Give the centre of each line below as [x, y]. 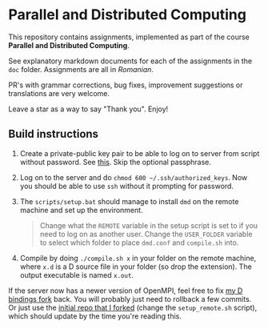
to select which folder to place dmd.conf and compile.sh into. [139, 243]
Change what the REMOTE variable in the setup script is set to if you [149, 225]
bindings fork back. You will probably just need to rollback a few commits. [130, 299]
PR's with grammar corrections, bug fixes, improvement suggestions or [126, 85]
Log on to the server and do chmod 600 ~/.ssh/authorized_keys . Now [134, 177]
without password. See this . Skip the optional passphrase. [116, 162]
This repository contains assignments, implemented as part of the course [129, 37]
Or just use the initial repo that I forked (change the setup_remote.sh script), [133, 307]
